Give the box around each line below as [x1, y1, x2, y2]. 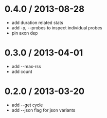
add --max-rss [11, 63, 41, 69]
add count [11, 69, 33, 74]
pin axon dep [11, 30, 38, 36]
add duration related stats [11, 20, 64, 25]
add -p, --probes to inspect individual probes [11, 24, 103, 30]
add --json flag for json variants [11, 107, 76, 113]
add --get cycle [11, 102, 43, 108]
